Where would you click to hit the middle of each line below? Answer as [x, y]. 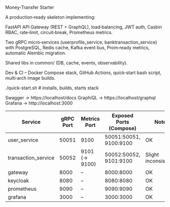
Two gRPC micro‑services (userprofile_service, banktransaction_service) [81, 42]
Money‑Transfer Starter [30, 7]
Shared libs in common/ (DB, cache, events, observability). [67, 63]
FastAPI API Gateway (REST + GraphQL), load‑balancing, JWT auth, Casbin [83, 27]
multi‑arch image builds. [30, 78]
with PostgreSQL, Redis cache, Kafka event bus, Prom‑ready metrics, [77, 47]
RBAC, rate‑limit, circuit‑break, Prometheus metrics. [59, 32]
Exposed [123, 115]
